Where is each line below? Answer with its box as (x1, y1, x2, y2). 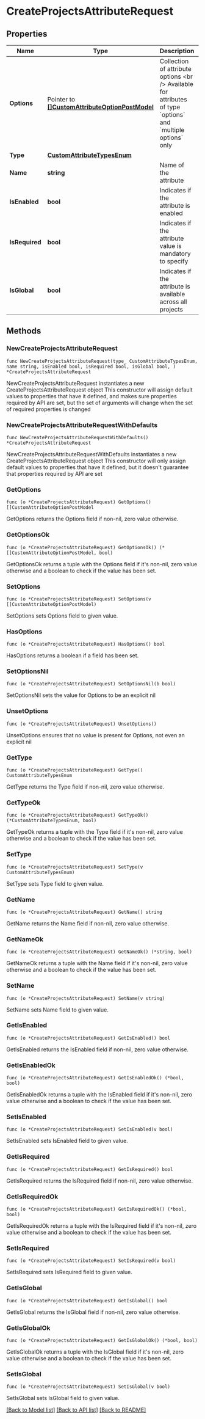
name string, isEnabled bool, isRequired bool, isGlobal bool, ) (6, 363, 176, 370)
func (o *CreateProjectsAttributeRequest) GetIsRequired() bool (6, 1166, 173, 1172)
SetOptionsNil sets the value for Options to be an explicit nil (6, 691, 156, 699)
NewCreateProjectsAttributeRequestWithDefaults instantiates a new (6, 450, 177, 458)
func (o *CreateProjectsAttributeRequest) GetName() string (6, 909, 163, 915)
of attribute (159, 65, 192, 73)
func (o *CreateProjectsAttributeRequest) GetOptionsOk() (6, 544, 157, 550)
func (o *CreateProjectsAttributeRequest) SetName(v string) (6, 995, 165, 1001)
